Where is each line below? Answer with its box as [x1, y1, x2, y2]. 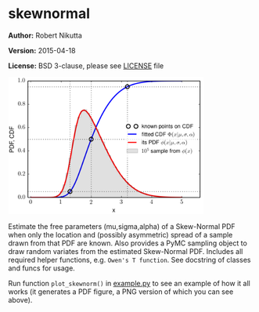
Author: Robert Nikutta [8, 31, 82, 40]
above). [8, 295, 33, 304]
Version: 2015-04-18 [8, 45, 76, 55]
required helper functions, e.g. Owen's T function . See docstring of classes [8, 255, 251, 264]
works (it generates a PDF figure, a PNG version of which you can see [8, 287, 234, 296]
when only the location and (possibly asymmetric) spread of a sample [8, 230, 233, 239]
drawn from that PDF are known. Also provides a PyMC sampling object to [8, 238, 248, 248]
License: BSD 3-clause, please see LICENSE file [8, 60, 164, 71]
